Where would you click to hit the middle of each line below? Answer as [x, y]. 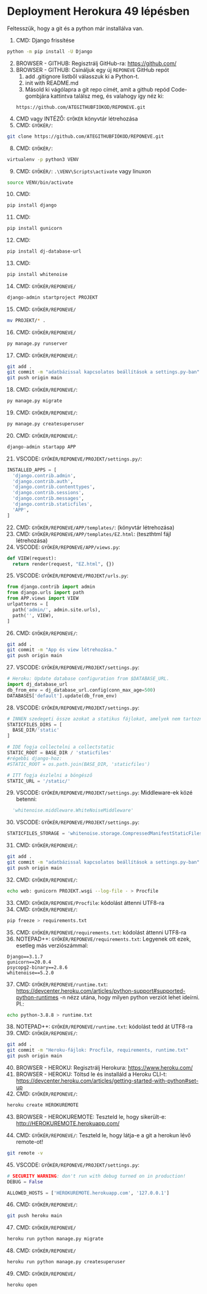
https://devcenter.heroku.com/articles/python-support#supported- [101, 990]
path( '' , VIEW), [33, 615]
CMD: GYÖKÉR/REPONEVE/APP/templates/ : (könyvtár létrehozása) [95, 527]
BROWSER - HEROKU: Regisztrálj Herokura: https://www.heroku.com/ [104, 1068]
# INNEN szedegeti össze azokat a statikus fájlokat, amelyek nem [94, 719]
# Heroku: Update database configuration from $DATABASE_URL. [88, 679]
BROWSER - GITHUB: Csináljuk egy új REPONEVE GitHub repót [92, 69]
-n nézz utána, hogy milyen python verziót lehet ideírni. [130, 997]
